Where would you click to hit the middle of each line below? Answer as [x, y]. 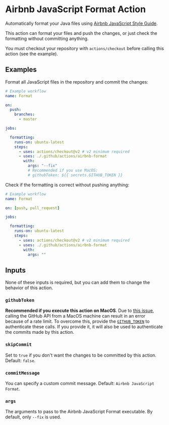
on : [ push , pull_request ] [32, 208]
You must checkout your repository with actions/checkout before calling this [84, 48]
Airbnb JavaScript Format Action [76, 9]
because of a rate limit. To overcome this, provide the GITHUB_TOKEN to [77, 321]
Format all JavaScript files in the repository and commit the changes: [77, 82]
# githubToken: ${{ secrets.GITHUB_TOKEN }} [75, 175]
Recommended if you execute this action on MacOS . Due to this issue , [80, 311]
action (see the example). [32, 54]
